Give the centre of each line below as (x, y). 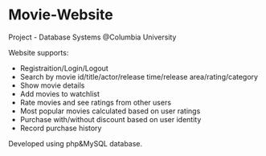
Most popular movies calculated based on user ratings (110, 111)
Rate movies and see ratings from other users (95, 102)
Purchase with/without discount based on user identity (110, 119)
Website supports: (39, 52)
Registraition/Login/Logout (64, 68)
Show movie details (52, 85)
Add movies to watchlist (60, 93)
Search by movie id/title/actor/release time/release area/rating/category (139, 76)
